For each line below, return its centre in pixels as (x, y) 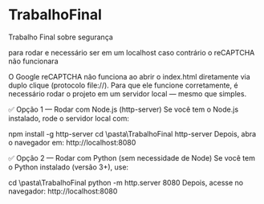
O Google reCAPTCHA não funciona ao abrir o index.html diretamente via (129, 76)
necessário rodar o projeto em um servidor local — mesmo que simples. (128, 93)
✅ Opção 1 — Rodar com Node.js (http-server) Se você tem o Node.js (124, 109)
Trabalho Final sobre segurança (61, 37)
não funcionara (33, 61)
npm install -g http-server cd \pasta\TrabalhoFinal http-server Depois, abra (132, 133)
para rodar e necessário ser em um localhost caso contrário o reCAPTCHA (132, 52)
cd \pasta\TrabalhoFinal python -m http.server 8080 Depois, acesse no (126, 182)
